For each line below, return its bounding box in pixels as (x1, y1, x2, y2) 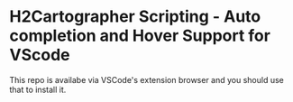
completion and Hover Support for (9, 25, 270, 46)
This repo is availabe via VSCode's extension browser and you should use (9, 74, 284, 85)
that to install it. (9, 84, 67, 95)
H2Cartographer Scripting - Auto (9, 6, 261, 27)
